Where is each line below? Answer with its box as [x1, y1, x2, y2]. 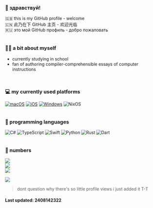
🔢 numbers [5, 147, 32, 154]
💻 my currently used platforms [5, 88, 80, 95]
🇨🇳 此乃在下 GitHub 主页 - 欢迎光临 [5, 21, 77, 27]
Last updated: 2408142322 [5, 197, 62, 203]
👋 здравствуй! [5, 4, 41, 11]
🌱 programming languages [5, 118, 69, 125]
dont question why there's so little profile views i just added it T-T [17, 186, 149, 192]
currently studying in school [12, 56, 69, 62]
